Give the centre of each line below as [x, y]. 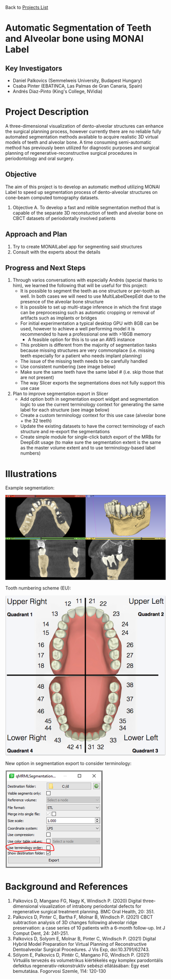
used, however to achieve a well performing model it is [77, 329]
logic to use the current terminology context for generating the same [92, 405]
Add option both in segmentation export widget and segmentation [89, 399]
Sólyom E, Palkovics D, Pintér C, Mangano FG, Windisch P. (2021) [81, 955]
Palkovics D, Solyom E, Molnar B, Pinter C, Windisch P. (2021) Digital [84, 938]
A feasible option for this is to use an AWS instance [81, 340]
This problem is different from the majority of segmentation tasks [88, 345]
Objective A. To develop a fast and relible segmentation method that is [86, 207]
